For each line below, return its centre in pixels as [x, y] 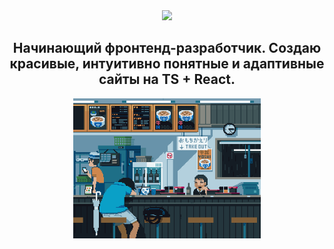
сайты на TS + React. [167, 79]
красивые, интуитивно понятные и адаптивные [167, 64]
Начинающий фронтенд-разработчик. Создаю [167, 48]
